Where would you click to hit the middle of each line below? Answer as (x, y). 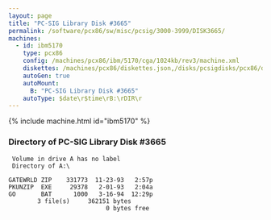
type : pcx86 (43, 53)
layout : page (30, 16)
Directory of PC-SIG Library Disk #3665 (88, 142)
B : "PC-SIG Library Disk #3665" (84, 91)
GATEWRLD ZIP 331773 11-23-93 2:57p (81, 180)
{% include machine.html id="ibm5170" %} (79, 121)
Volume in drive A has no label (66, 159)
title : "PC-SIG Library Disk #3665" (70, 23)
